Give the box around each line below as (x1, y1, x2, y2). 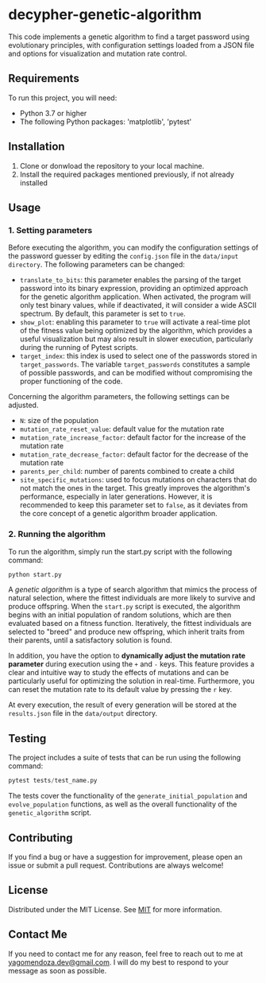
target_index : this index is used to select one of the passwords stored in (19, 352, 258, 361)
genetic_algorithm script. (8, 808, 92, 818)
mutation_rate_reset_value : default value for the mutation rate (19, 424, 225, 434)
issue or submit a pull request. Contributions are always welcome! (8, 861, 224, 870)
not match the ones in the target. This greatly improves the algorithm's (19, 484, 251, 493)
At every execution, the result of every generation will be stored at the (8, 700, 237, 709)
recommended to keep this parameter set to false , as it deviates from (19, 500, 249, 510)
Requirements (8, 72, 79, 85)
